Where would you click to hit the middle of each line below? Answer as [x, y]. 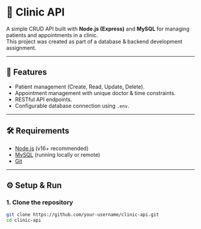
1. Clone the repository [40, 202]
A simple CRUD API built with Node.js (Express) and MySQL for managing [98, 29]
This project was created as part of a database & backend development [94, 41]
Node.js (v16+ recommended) [51, 148]
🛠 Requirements [38, 131]
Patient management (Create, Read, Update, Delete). [80, 87]
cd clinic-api [24, 221]
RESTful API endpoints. [43, 99]
